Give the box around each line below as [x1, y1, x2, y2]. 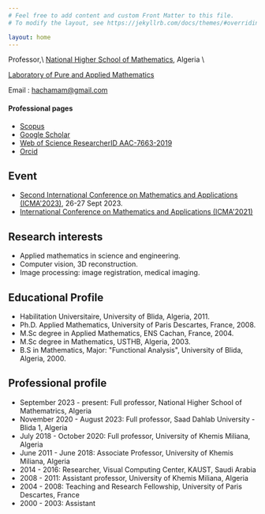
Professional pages [8, 104, 73, 113]
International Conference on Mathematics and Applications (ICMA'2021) [19, 207, 254, 217]
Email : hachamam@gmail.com [8, 85, 108, 95]
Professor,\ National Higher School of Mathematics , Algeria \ [8, 55, 205, 64]
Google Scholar [19, 130, 71, 139]
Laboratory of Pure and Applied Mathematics [8, 70, 155, 80]
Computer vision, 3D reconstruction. [19, 259, 138, 269]
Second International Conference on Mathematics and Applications [19, 191, 238, 200]
